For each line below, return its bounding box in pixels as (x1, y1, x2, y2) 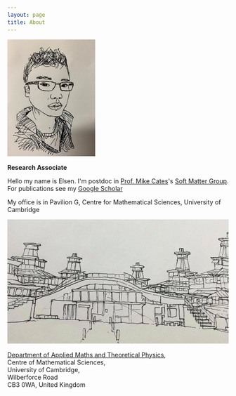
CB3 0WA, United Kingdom (7, 380, 86, 389)
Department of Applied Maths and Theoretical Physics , (7, 350, 166, 359)
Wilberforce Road (7, 373, 58, 381)
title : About (7, 18, 46, 26)
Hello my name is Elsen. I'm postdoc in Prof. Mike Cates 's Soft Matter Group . (7, 177, 229, 185)
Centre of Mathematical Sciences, (7, 358, 106, 367)
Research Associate (7, 164, 67, 172)
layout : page (7, 11, 46, 18)
